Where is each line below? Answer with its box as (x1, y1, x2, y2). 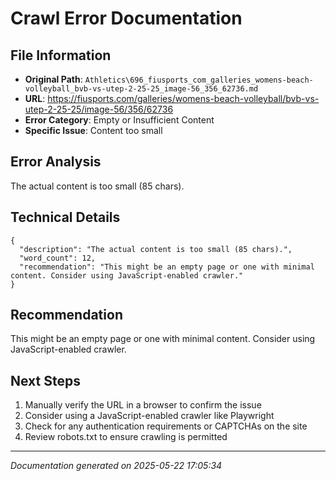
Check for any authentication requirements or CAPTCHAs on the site (24, 420, 308, 432)
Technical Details (10, 209, 121, 226)
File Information (10, 47, 112, 64)
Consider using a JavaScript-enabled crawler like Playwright (24, 410, 275, 422)
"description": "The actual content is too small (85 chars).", (19, 244, 293, 254)
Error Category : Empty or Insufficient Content (24, 114, 215, 126)
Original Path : (24, 73, 83, 85)
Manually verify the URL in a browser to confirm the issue (24, 399, 262, 411)
